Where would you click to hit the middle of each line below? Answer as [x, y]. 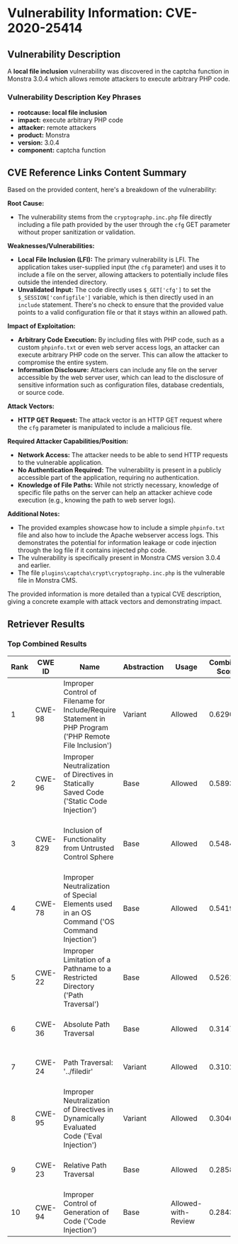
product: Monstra [44, 135]
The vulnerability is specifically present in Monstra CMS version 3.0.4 [119, 558]
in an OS [78, 912]
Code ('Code [85, 1221]
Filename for [84, 701]
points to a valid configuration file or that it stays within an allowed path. [123, 313]
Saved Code [84, 792]
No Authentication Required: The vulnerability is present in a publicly [119, 470]
